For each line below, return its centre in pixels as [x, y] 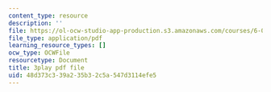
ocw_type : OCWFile [39, 53]
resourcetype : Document [48, 61]
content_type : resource [48, 16]
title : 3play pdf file [46, 68]
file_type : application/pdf [56, 38]
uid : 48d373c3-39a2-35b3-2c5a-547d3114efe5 [83, 75]
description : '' [35, 23]
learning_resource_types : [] [57, 46]
